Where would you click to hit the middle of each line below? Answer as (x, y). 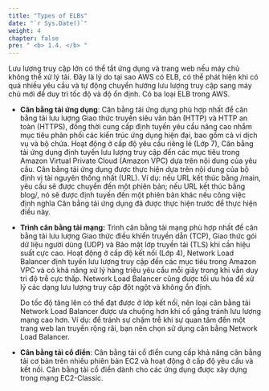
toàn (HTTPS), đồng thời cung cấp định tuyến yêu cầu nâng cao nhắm (136, 127)
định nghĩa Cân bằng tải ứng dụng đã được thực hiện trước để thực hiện (139, 204)
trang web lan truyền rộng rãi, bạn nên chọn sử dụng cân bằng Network (139, 328)
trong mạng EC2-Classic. (61, 378)
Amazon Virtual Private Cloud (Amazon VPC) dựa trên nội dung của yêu (138, 161)
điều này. (35, 212)
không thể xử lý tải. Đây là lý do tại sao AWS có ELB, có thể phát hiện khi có (133, 77)
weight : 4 (25, 31)
